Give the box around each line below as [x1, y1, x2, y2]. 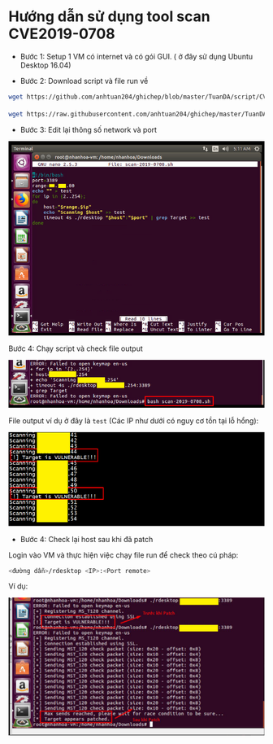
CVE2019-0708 [8, 24, 115, 43]
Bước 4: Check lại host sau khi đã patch [19, 534, 154, 544]
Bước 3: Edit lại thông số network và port [19, 125, 157, 134]
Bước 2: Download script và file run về [19, 76, 149, 85]
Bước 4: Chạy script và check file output [8, 344, 144, 353]
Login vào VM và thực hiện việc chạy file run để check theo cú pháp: [8, 549, 239, 560]
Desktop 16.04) [19, 60, 71, 70]
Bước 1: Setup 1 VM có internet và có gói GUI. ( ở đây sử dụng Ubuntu [19, 51, 253, 61]
